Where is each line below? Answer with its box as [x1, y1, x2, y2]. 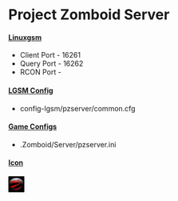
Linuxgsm [8, 32, 42, 42]
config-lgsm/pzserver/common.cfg [19, 103, 136, 113]
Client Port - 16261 [19, 50, 81, 60]
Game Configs [8, 122, 57, 131]
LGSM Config [8, 86, 53, 95]
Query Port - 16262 [19, 58, 84, 69]
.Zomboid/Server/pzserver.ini [19, 139, 117, 149]
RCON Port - [19, 67, 61, 77]
